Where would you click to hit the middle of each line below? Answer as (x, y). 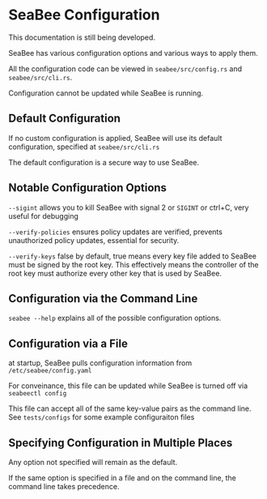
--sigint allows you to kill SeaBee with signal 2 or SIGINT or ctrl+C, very (129, 207)
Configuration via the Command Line (103, 299)
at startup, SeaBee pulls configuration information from (100, 363)
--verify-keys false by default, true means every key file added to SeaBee (133, 256)
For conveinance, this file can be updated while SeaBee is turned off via (128, 386)
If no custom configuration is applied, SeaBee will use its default (115, 138)
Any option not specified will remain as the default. (93, 462)
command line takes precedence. (64, 486)
